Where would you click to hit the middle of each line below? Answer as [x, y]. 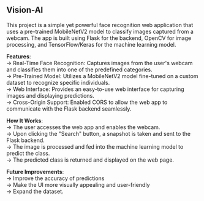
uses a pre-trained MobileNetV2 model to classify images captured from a [100, 31]
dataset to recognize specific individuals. [58, 82]
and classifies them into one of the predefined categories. [80, 69]
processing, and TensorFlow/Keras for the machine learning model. [91, 44]
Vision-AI [25, 10]
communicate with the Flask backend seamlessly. [69, 108]
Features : [19, 56]
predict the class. [28, 153]
